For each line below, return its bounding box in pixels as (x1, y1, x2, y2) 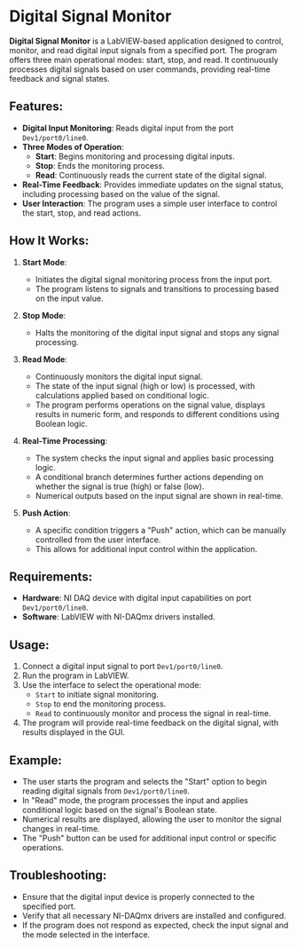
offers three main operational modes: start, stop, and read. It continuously (9, 54, 279, 65)
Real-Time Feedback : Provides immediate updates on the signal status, (21, 179, 284, 190)
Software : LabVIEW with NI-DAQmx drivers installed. (21, 612, 215, 622)
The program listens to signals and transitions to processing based (35, 283, 279, 294)
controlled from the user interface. (35, 534, 161, 545)
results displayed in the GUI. (21, 727, 126, 738)
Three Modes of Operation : (21, 141, 124, 152)
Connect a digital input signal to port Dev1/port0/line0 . (21, 661, 223, 672)
